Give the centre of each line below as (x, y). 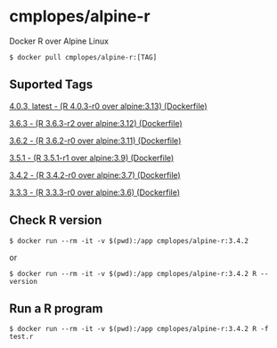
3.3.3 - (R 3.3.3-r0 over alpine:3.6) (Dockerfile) (95, 192)
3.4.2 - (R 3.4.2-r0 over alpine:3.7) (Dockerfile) (95, 174)
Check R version (56, 220)
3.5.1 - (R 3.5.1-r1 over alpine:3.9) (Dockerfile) (92, 158)
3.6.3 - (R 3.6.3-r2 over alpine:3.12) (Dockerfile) (96, 123)
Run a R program (56, 308)
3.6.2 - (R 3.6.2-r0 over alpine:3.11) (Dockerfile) (95, 141)
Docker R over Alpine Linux (59, 41)
